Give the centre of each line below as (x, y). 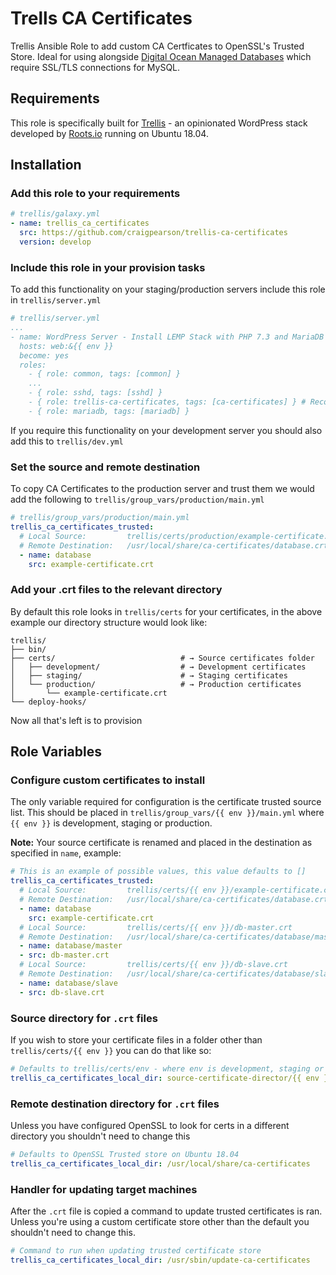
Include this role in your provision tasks (108, 267)
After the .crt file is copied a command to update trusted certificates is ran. (166, 1211)
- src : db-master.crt (64, 955)
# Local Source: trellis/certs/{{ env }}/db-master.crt (156, 927)
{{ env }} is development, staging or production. (111, 823)
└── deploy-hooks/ (48, 702)
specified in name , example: (66, 853)
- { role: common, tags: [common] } (105, 374)
